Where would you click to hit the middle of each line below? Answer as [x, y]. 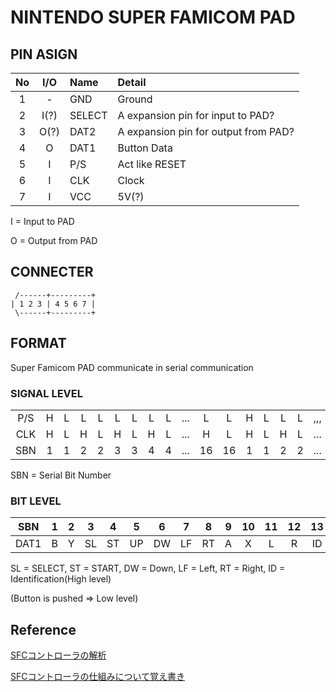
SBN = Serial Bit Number [61, 475]
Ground [135, 99]
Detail [132, 82]
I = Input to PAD [42, 221]
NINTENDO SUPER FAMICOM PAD [153, 17]
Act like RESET [152, 164]
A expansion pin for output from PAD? [206, 131]
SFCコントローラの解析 [58, 655]
